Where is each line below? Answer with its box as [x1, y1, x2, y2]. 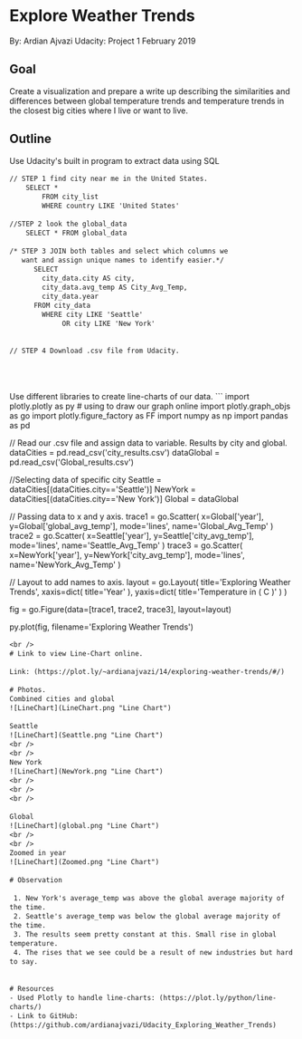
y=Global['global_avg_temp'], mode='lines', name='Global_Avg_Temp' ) [9, 520, 274, 531]
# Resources [9, 984, 54, 993]
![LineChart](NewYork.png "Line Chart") [9, 766, 165, 775]
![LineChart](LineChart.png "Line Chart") [9, 703, 172, 712]
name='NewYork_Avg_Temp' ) [9, 559, 121, 570]
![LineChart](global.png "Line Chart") [9, 821, 160, 830]
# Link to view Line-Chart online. [9, 649, 144, 658]
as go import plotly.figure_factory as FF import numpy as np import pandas [9, 409, 288, 421]
